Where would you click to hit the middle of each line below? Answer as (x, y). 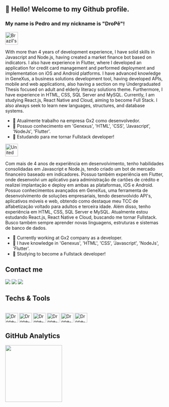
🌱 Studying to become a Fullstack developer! (59, 253)
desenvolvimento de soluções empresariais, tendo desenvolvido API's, (79, 195)
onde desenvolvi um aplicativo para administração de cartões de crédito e (82, 179)
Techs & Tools (28, 298)
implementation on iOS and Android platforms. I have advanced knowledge (83, 73)
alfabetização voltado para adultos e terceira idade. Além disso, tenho (78, 206)
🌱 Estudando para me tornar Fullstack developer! (63, 136)
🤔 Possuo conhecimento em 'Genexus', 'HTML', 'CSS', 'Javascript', (81, 126)
